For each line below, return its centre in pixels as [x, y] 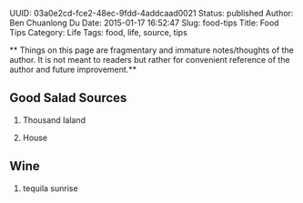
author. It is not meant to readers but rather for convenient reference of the [150, 60]
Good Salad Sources [68, 98]
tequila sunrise [50, 188]
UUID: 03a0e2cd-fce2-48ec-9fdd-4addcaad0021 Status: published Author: [151, 13]
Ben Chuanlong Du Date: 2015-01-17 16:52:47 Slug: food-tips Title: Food [144, 23]
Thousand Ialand [54, 120]
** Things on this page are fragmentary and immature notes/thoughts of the [151, 50]
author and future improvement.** [73, 69]
